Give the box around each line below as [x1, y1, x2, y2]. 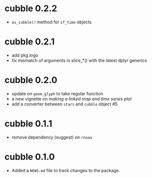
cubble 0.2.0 [4, 75, 57, 86]
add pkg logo [11, 52, 38, 58]
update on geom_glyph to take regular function [11, 91, 103, 97]
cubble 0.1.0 [4, 151, 55, 162]
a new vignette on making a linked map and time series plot [11, 96, 132, 101]
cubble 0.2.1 [4, 36, 55, 47]
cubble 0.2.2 [4, 3, 57, 14]
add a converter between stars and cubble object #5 [11, 101, 118, 107]
